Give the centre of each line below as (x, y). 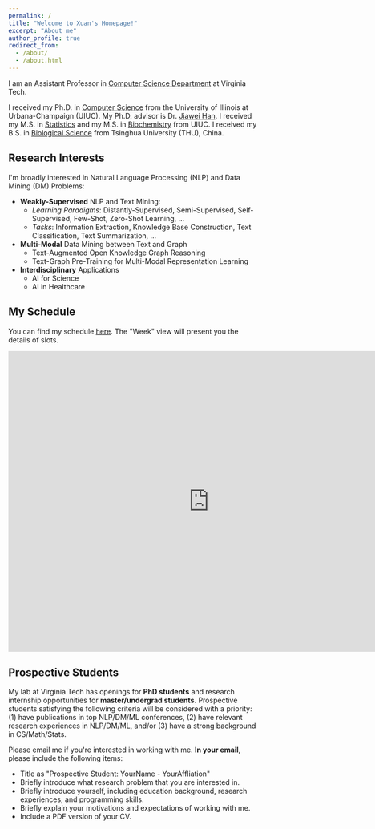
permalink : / (30, 16)
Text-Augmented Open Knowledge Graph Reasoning (119, 253)
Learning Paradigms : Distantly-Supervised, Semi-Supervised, (134, 210)
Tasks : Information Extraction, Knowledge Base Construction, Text (141, 227)
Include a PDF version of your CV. (76, 817)
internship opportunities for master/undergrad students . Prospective (123, 700)
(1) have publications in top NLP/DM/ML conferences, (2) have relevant (125, 718)
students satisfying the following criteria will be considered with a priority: (130, 709)
